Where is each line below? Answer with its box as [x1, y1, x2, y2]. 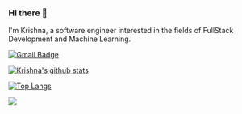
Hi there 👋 [8, 7, 48, 19]
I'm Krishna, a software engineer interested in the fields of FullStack [8, 26, 234, 36]
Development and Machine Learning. [8, 34, 131, 44]
